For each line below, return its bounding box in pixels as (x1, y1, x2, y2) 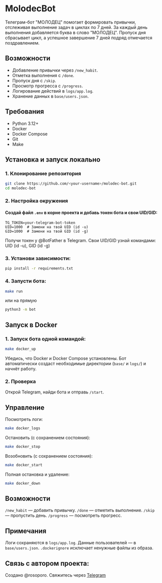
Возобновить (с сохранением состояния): (5, 453, 93, 459)
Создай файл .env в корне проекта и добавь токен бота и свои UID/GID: (5, 209, 158, 216)
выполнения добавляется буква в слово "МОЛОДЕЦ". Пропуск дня (5, 29, 146, 35)
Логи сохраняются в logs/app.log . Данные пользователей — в (5, 540, 136, 546)
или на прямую (5, 297, 37, 304)
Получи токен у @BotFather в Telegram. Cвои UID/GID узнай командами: (5, 238, 156, 243)
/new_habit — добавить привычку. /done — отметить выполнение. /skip (5, 508, 155, 513)
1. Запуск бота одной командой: (5, 335, 86, 342)
